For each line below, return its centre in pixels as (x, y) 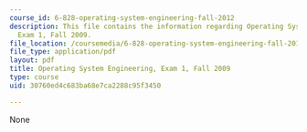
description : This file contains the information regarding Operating (147, 26)
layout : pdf (32, 60)
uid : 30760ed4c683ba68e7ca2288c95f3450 (85, 86)
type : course (34, 77)
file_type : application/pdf (63, 52)
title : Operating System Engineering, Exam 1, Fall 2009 (120, 69)
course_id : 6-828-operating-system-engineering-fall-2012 (122, 18)
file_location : (38, 43)
